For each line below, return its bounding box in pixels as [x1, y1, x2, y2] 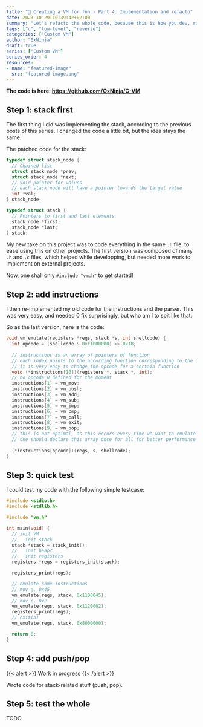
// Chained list [11, 163, 53, 169]
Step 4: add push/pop [6, 654, 90, 664]
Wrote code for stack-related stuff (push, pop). [6, 681, 123, 688]
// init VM [11, 530, 39, 537]
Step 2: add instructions [6, 289, 99, 299]
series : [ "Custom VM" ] [6, 48, 63, 54]
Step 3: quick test [6, 470, 74, 480]
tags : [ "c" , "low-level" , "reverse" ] [6, 25, 101, 32]
